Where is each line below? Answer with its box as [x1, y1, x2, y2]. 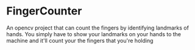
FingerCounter [6, 4, 82, 18]
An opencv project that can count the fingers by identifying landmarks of [6, 24, 189, 31]
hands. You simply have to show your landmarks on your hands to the [6, 30, 182, 37]
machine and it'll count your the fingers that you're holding [6, 37, 154, 44]
